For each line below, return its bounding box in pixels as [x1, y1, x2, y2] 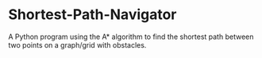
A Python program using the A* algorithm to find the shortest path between [8, 32, 254, 41]
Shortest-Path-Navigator [8, 6, 177, 24]
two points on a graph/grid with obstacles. [8, 40, 147, 49]
